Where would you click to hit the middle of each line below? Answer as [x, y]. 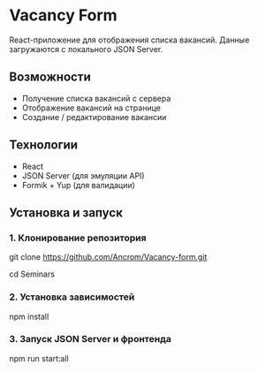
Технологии [43, 145]
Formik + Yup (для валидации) [78, 185]
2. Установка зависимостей [72, 297]
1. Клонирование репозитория [78, 238]
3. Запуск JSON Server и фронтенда [91, 339]
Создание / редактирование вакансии [94, 117]
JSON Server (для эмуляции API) [83, 175]
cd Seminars [32, 274]
